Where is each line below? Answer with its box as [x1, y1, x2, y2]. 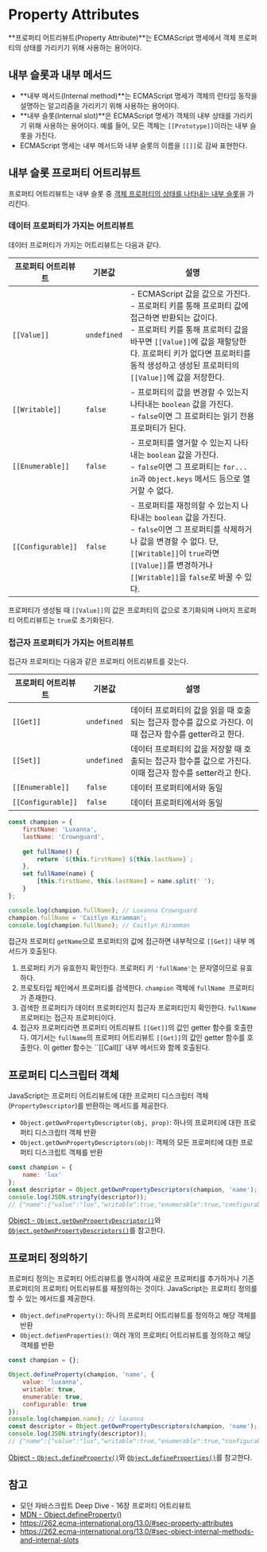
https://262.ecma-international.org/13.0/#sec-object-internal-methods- [19, 1527, 254, 1536]
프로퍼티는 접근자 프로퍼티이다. [19, 1013, 117, 1022]
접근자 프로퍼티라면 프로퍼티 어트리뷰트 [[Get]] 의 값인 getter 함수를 [19, 1023, 232, 1033]
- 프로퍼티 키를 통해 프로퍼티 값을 [130, 324, 249, 335]
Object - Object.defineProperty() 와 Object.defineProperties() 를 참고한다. [8, 1453, 253, 1462]
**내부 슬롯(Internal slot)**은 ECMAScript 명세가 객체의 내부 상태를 [19, 111, 232, 120]
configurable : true [22, 1400, 87, 1408]
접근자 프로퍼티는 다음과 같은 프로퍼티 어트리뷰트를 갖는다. [8, 657, 189, 666]
